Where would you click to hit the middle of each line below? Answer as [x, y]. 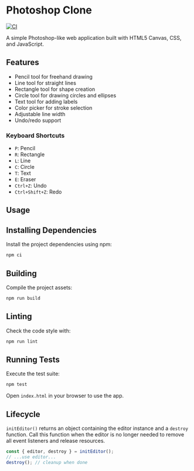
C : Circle [25, 167]
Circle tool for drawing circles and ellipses [65, 95]
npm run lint [22, 341]
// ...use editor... [31, 457]
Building [21, 273]
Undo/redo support [38, 120]
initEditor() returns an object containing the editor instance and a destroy [97, 428]
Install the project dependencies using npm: [59, 245]
